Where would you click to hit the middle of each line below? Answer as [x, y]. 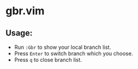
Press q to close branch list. [48, 60]
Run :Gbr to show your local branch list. [62, 47]
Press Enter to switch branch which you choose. [73, 54]
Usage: [19, 33]
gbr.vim [25, 11]
